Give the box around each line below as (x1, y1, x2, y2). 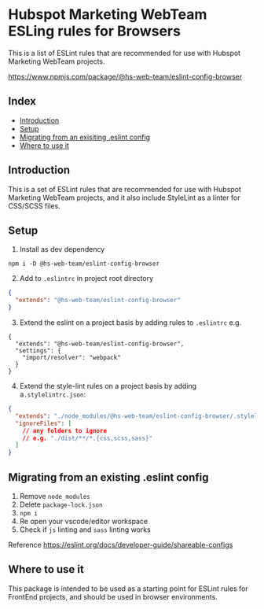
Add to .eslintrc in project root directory (19, 274, 154, 283)
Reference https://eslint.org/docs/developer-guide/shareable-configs (8, 540, 233, 549)
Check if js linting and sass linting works (19, 525, 151, 534)
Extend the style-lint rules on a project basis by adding (19, 382, 197, 390)
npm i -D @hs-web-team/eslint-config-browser (8, 260, 159, 268)
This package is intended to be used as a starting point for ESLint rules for (8, 584, 249, 593)
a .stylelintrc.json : (19, 389, 86, 399)
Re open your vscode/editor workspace (19, 516, 148, 526)
